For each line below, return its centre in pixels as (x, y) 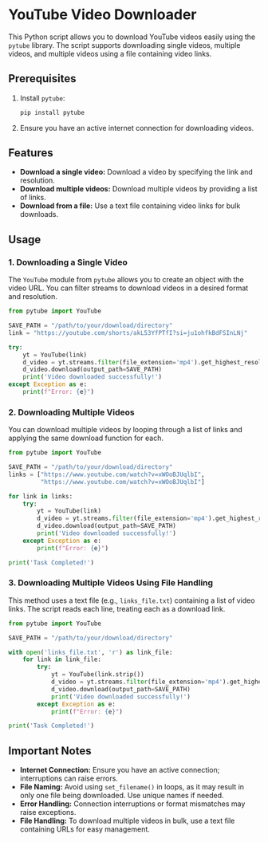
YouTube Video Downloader (102, 15)
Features (31, 153)
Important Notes (50, 751)
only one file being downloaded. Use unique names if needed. (122, 796)
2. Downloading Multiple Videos (71, 412)
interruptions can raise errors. (69, 778)
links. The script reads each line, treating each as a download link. (117, 608)
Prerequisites (42, 79)
